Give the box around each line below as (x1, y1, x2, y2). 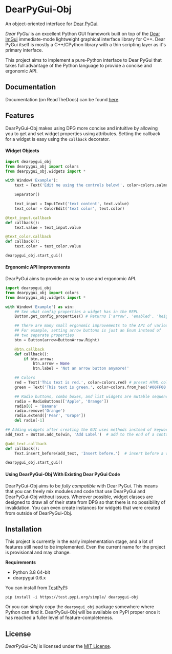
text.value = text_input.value (14, 225, 81, 230)
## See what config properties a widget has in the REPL (14, 309, 139, 314)
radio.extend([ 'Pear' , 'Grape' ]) (14, 413, 86, 419)
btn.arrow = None (32, 361, 70, 366)
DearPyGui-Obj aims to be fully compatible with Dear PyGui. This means (5, 482, 158, 489)
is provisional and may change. (5, 549, 71, 556)
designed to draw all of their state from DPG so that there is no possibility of (5, 499, 165, 505)
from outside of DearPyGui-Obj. (5, 510, 73, 516)
